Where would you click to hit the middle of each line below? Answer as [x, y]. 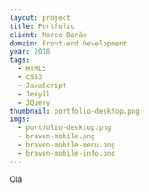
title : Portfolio [42, 26]
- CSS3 [30, 77]
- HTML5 [32, 69]
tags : [20, 60]
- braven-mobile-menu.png [67, 145]
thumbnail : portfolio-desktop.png [75, 111]
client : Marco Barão [49, 35]
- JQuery [34, 102]
